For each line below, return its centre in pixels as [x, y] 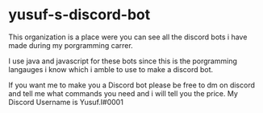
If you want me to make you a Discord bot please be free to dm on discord [132, 85]
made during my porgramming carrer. [71, 45]
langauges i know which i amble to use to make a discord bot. [111, 69]
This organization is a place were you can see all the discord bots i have [128, 37]
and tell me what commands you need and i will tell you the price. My [123, 93]
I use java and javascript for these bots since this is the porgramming [123, 61]
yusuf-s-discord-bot [79, 15]
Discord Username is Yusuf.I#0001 [66, 102]
